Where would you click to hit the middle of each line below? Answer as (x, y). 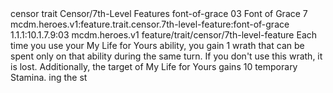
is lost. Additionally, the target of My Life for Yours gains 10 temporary (154, 66)
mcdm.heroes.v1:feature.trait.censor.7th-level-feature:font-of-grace (150, 24)
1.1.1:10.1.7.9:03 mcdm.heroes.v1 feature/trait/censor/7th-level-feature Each (164, 35)
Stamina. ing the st (49, 77)
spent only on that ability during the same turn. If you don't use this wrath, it (166, 56)
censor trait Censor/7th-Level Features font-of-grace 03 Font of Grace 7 (159, 13)
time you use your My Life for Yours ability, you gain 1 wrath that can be (157, 45)
